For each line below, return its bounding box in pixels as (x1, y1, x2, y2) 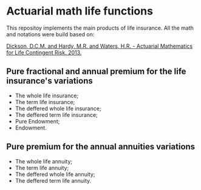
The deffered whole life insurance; (15, 105, 101, 112)
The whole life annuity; (15, 157, 73, 165)
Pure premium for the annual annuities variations (6, 142, 196, 152)
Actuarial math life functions (6, 4, 154, 18)
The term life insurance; (15, 98, 75, 105)
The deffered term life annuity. (15, 177, 92, 184)
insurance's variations (6, 76, 93, 86)
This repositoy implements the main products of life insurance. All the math (6, 24, 194, 31)
